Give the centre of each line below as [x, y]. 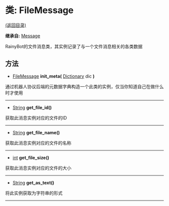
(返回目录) [16, 25]
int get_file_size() [31, 157]
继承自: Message [23, 36]
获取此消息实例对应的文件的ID [36, 118]
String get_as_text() [33, 182]
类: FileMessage [39, 10]
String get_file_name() [36, 132]
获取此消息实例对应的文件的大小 [38, 168]
